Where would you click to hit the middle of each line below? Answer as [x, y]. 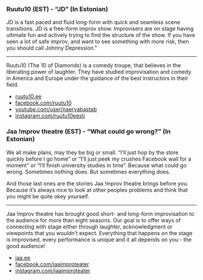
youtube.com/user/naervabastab [56, 109]
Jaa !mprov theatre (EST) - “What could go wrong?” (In [89, 132]
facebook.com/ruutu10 [43, 103]
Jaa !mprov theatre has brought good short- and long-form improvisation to [100, 213]
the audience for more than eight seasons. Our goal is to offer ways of [94, 220]
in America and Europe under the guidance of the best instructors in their [97, 78]
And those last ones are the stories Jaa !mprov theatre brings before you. [98, 183]
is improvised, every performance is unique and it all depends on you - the [99, 239]
